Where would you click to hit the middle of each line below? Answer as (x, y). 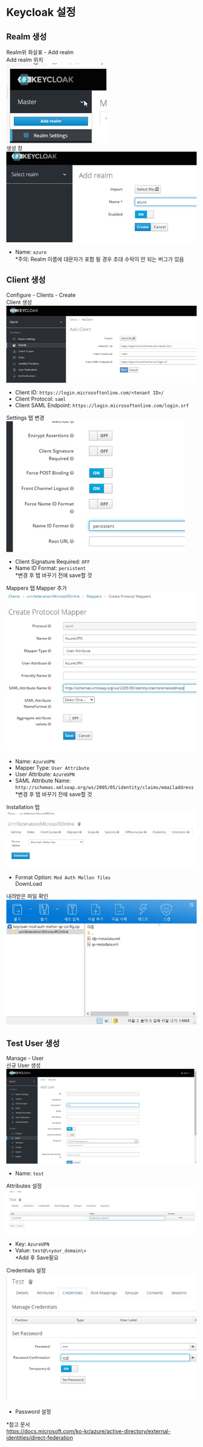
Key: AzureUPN (32, 1244)
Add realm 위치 (25, 60)
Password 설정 (33, 1411)
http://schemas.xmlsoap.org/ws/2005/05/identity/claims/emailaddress (105, 788)
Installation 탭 (23, 807)
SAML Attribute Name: (43, 781)
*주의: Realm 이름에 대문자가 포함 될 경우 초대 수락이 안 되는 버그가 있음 (99, 259)
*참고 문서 (18, 1424)
